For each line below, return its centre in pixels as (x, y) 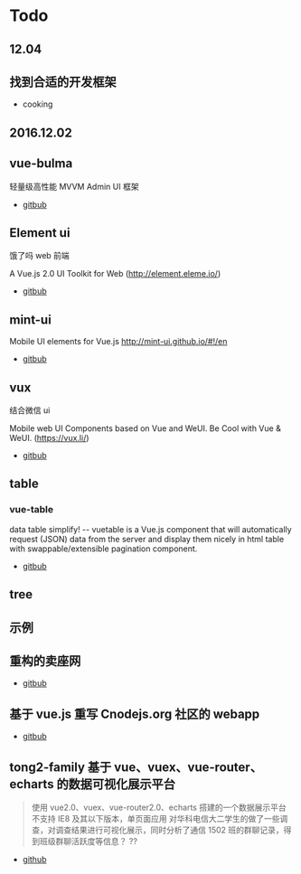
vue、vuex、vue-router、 (188, 767)
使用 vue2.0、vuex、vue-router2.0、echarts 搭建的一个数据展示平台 (159, 807)
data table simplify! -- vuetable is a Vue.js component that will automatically (150, 529)
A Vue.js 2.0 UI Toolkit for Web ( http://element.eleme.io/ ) (115, 274)
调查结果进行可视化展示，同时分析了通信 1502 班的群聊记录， (170, 830)
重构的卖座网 (45, 661)
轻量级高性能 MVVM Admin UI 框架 (74, 186)
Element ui (40, 233)
